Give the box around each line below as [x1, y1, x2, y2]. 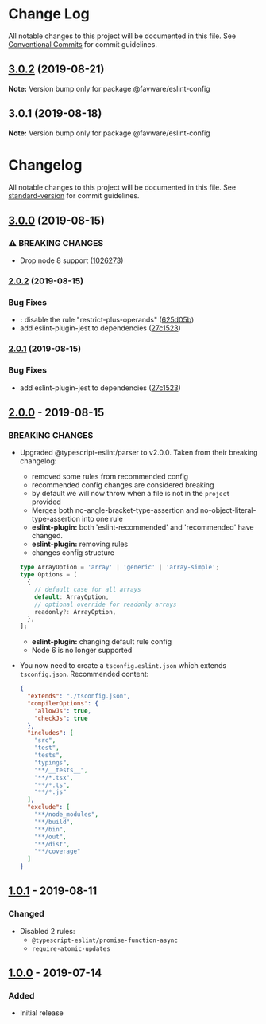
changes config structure [31, 548, 115, 557]
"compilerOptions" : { [27, 699, 99, 707]
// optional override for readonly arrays [34, 600, 177, 608]
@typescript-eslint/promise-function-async [31, 936, 179, 944]
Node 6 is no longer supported [31, 646, 133, 655]
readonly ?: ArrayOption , [34, 608, 117, 616]
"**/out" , [34, 833, 67, 841]
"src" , [34, 737, 56, 745]
